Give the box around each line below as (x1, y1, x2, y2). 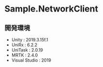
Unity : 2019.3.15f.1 (11, 37, 48, 42)
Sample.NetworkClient (4, 3, 99, 14)
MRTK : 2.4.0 (11, 52, 38, 58)
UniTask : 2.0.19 (11, 47, 43, 53)
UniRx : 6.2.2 (11, 42, 37, 48)
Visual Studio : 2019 (11, 57, 51, 63)
